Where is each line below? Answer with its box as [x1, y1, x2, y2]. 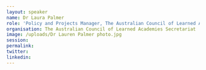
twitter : [6, 49, 29, 55]
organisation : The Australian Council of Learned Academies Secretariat [6, 26, 196, 32]
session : [6, 37, 29, 43]
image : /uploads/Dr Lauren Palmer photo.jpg [6, 32, 122, 38]
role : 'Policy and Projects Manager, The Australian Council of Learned [6, 20, 196, 26]
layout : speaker [6, 9, 48, 15]
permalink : [6, 43, 34, 49]
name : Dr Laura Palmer [6, 15, 64, 21]
